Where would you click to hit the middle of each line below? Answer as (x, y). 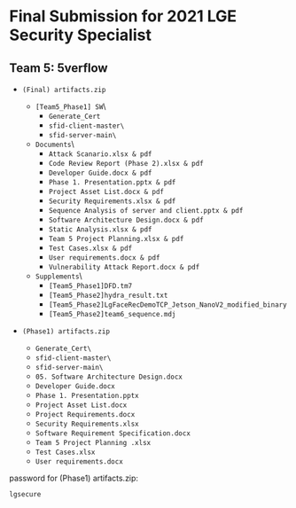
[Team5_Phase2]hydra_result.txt (108, 295)
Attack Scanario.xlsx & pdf (100, 154)
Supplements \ (58, 276)
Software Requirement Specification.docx (113, 434)
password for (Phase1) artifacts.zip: (74, 478)
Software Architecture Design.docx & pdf (126, 220)
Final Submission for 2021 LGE (123, 16)
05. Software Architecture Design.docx (109, 377)
